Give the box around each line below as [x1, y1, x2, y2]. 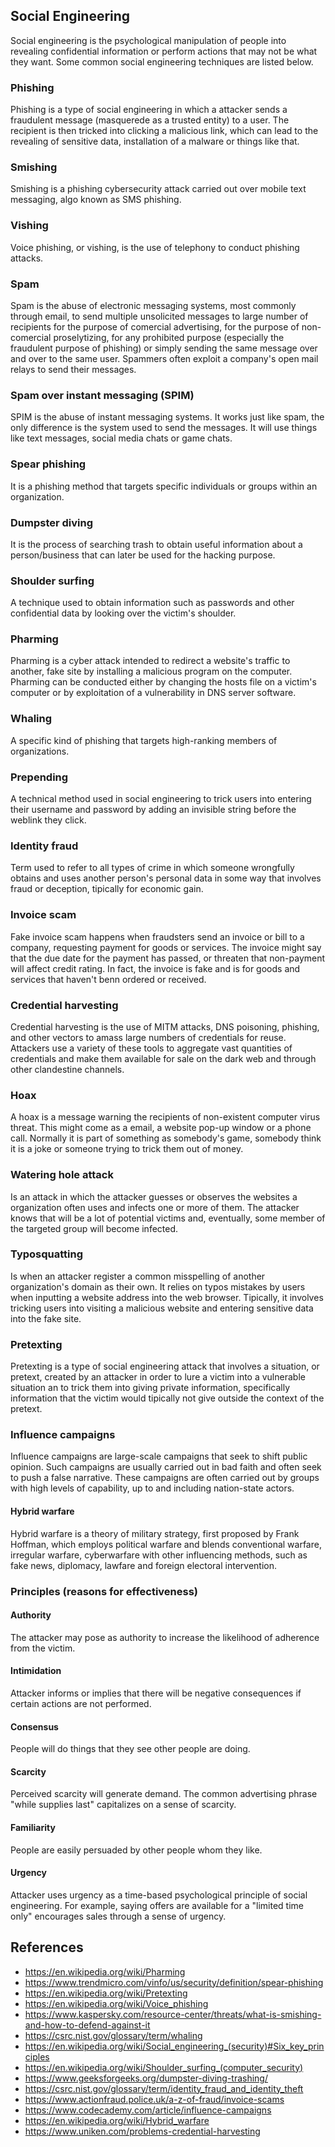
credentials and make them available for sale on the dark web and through [10, 1052, 317, 1064]
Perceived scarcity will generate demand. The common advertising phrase [10, 1788, 318, 1800]
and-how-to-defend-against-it [24, 2019, 151, 2031]
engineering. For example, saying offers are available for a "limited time [10, 1899, 304, 1911]
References [10, 1939, 84, 1956]
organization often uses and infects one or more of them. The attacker [10, 1201, 300, 1213]
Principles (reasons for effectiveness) [10, 1584, 199, 1598]
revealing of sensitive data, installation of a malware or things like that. [10, 135, 300, 148]
